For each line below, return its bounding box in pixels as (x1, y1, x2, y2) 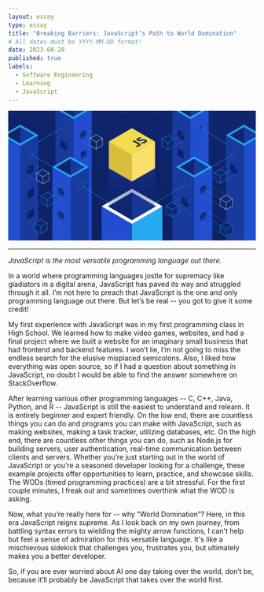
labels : (8, 63, 34, 71)
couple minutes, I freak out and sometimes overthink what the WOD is (8, 486, 235, 495)
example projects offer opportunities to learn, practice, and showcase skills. (8, 469, 254, 478)
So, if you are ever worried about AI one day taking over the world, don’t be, (8, 566, 254, 575)
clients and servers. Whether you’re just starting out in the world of (8, 452, 225, 461)
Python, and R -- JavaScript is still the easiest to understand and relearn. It (8, 402, 250, 411)
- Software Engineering (15, 71, 93, 79)
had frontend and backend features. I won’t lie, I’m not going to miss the (8, 344, 241, 354)
